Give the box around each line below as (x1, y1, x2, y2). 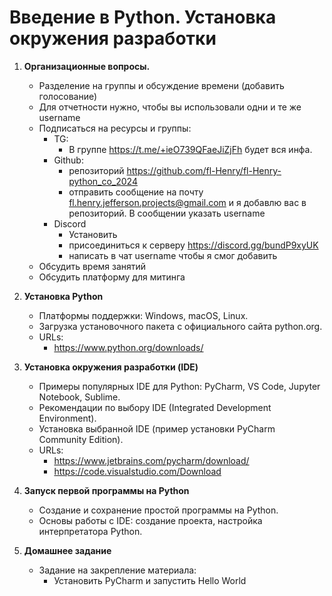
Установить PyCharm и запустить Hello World (53, 574, 247, 586)
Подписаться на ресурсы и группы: (38, 122, 192, 134)
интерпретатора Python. (38, 525, 143, 537)
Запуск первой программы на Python (23, 484, 190, 496)
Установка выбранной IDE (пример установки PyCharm (38, 422, 276, 435)
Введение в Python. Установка (9, 6, 277, 29)
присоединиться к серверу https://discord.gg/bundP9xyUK (68, 239, 319, 251)
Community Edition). (38, 433, 124, 445)
